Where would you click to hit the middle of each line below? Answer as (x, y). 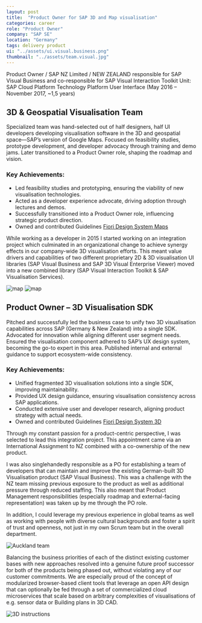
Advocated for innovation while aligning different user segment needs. (93, 335)
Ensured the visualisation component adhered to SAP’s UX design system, (98, 341)
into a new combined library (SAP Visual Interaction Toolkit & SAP (87, 270)
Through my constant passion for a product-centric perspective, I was (93, 433)
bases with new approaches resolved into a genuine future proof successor (100, 564)
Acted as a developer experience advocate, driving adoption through (100, 201)
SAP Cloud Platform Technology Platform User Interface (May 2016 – (92, 87)
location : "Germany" (32, 40)
